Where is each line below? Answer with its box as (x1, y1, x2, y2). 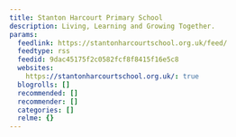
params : (9, 30, 39, 39)
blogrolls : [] (17, 80, 70, 89)
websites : (17, 64, 54, 73)
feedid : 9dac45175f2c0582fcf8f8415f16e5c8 (17, 55, 179, 64)
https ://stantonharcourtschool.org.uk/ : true (25, 72, 200, 81)
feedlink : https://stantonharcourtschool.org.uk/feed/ (17, 38, 228, 48)
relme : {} (17, 114, 54, 123)
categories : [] (17, 105, 75, 114)
